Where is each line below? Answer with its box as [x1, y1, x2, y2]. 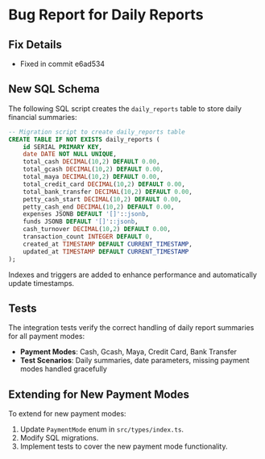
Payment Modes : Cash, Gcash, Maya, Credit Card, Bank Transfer [19, 347, 238, 357]
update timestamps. [8, 278, 75, 287]
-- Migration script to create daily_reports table [8, 127, 185, 136]
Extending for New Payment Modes [8, 387, 190, 401]
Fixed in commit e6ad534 [19, 59, 106, 68]
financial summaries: [8, 112, 77, 122]
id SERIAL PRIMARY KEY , [23, 143, 103, 151]
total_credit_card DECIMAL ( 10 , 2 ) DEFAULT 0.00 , [23, 180, 185, 188]
